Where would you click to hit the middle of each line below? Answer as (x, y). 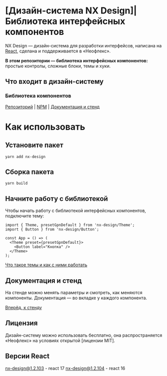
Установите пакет (34, 145)
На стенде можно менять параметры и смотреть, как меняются (74, 293)
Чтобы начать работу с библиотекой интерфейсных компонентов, (76, 211)
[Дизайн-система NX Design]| (71, 11)
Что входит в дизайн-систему (54, 82)
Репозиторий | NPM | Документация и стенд (52, 107)
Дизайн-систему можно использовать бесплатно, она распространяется (84, 335)
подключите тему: (25, 216)
